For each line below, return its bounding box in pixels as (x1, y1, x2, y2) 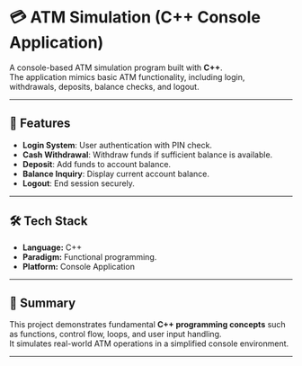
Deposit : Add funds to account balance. (22, 158, 172, 169)
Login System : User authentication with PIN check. (22, 139, 213, 150)
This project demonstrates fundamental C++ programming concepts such (9, 319, 286, 330)
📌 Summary (9, 295, 76, 310)
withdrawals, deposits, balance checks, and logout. (9, 81, 200, 92)
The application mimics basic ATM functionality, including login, (9, 71, 245, 82)
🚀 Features (9, 116, 71, 131)
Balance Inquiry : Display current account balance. (22, 168, 209, 179)
